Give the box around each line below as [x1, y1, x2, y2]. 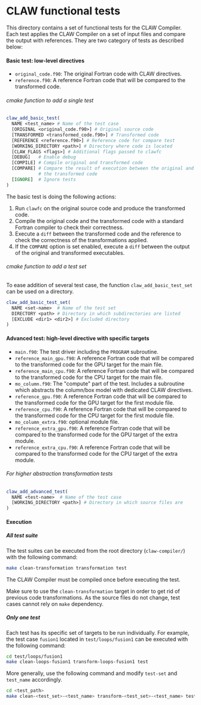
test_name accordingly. [6, 676, 63, 683]
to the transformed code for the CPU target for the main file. [14, 373, 163, 381]
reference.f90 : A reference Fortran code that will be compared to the [14, 77, 185, 84]
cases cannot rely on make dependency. [6, 600, 103, 607]
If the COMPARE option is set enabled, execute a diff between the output [14, 243, 190, 250]
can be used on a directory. [6, 288, 74, 295]
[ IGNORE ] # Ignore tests [11, 176, 77, 182]
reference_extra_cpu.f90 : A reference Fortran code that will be [14, 444, 170, 451]
